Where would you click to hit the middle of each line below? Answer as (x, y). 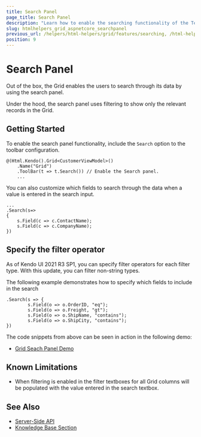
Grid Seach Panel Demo (44, 348)
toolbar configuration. (33, 150)
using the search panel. (35, 92)
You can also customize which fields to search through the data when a (94, 188)
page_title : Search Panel (38, 17)
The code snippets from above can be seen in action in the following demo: (99, 337)
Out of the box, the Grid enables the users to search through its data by (94, 86)
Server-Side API (35, 421)
